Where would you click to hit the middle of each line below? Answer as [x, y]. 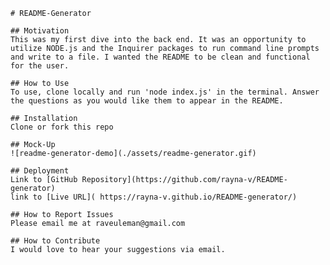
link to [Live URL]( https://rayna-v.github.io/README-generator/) [154, 197]
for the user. [40, 66]
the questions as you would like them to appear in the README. [147, 101]
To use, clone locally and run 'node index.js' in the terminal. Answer [165, 92]
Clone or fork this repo [62, 127]
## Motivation [40, 31]
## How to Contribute [55, 241]
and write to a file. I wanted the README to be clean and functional [160, 57]
